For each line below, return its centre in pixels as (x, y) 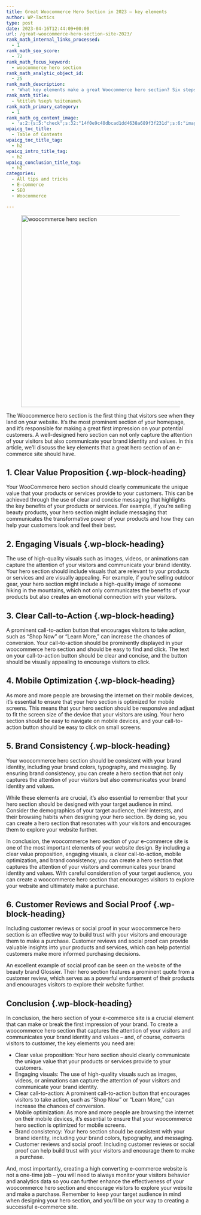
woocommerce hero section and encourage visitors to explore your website (99, 1188)
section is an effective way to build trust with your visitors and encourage (97, 935)
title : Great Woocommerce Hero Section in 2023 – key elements (87, 12)
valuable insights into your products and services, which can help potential (98, 947)
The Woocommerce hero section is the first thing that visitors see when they (100, 415)
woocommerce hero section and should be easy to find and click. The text (98, 649)
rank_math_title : (28, 95)
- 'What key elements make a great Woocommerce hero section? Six (96, 90)
